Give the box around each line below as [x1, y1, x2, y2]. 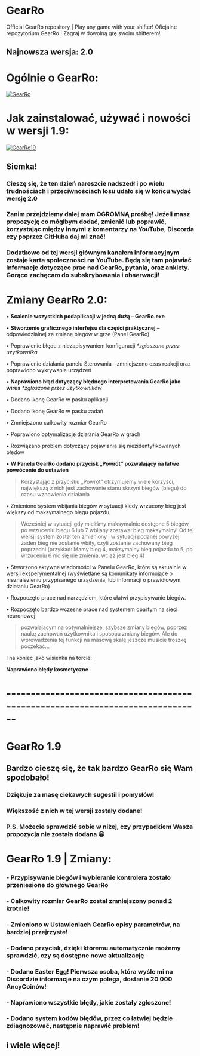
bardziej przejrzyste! [6, 928, 68, 936]
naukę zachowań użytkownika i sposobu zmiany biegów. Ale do [20, 630, 178, 637]
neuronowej [6, 612, 36, 619]
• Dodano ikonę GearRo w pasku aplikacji [6, 396, 109, 403]
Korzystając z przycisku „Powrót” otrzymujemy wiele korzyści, [20, 478, 175, 486]
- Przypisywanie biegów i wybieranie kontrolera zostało [6, 873, 171, 882]
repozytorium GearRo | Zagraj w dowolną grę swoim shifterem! [6, 29, 161, 36]
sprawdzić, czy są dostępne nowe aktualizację [6, 951, 144, 959]
